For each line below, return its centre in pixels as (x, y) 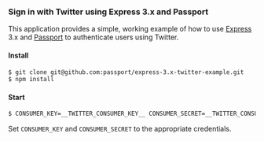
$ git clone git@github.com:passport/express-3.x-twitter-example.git (126, 72)
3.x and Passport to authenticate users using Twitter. (93, 37)
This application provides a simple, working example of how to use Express (130, 29)
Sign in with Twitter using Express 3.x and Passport (108, 12)
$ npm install (31, 80)
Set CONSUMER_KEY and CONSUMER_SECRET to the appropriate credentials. (120, 129)
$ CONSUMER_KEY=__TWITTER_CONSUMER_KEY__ (77, 114)
